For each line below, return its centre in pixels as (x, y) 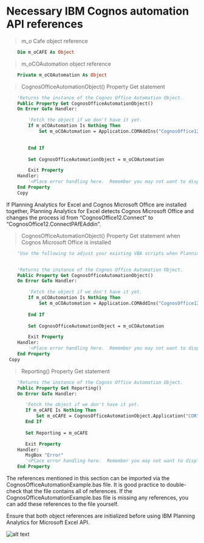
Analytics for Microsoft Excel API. (48, 522)
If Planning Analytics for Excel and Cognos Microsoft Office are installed (97, 205)
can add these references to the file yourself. (63, 504)
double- (177, 485)
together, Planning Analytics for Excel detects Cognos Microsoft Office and (100, 211)
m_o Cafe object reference (54, 41)
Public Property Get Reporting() (59, 388)
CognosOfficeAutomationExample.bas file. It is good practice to (86, 485)
